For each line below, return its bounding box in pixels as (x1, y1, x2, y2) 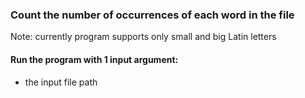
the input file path (24, 76, 98, 88)
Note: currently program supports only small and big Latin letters (10, 31, 277, 43)
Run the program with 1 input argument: (10, 53, 179, 65)
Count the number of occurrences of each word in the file (10, 8, 295, 22)
